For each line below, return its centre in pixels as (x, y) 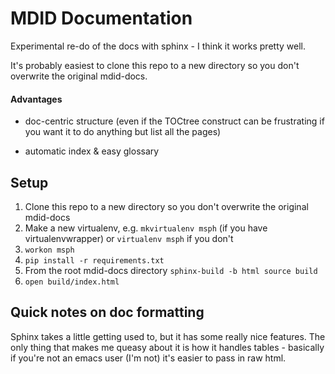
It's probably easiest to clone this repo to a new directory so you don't (155, 65)
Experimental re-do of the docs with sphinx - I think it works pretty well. (158, 46)
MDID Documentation (101, 18)
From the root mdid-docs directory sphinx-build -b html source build (171, 270)
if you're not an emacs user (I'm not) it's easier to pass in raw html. (148, 358)
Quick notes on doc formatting (107, 312)
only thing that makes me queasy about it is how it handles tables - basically (167, 347)
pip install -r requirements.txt (94, 260)
